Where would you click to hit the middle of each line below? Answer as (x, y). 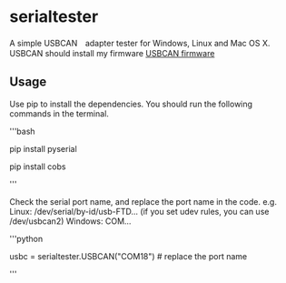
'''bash (22, 131)
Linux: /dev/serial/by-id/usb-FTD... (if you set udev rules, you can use (139, 211)
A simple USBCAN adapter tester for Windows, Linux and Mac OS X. (140, 43)
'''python (26, 238)
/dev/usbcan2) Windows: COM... (70, 221)
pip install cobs (38, 167)
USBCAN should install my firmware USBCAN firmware (112, 53)
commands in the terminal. (59, 113)
